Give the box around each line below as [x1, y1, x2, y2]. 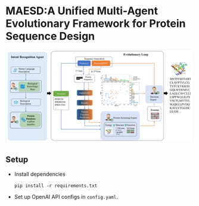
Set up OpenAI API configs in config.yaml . [14, 193, 119, 200]
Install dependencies [14, 170, 66, 177]
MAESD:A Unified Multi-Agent [5, 4, 158, 18]
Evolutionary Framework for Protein [5, 17, 186, 30]
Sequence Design [5, 30, 95, 43]
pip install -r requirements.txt [14, 183, 98, 189]
